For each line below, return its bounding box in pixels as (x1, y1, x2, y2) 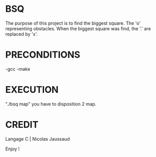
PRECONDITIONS (5, 49, 81, 61)
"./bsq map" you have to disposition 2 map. (5, 101, 96, 107)
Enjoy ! (5, 146, 20, 152)
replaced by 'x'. (5, 31, 38, 37)
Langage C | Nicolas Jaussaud (5, 135, 70, 142)
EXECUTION (5, 84, 59, 95)
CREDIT (5, 119, 38, 130)
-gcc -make (5, 66, 31, 72)
